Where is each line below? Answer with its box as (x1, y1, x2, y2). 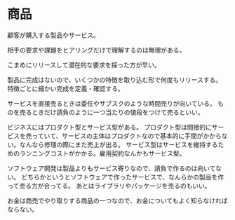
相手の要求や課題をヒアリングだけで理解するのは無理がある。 (7, 46, 186, 54)
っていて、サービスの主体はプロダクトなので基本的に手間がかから (31, 131, 222, 140)
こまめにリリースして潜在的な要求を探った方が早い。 (7, 60, 161, 69)
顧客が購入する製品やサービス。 (7, 31, 100, 39)
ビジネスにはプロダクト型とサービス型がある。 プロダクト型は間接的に (7, 123, 212, 131)
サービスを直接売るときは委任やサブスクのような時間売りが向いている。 (7, 99, 216, 107)
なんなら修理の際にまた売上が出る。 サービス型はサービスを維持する (19, 140, 218, 149)
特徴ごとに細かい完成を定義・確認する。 (7, 84, 124, 92)
